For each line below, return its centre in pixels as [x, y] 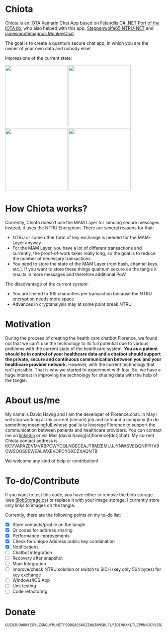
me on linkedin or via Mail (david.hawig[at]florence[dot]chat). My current [80, 435]
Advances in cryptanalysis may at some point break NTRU [72, 304]
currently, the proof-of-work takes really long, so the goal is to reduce [84, 253]
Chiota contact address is [32, 441]
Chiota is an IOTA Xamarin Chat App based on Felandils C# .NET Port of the [83, 23]
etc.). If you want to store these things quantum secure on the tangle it [84, 269]
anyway [33, 243]
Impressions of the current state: [39, 58]
